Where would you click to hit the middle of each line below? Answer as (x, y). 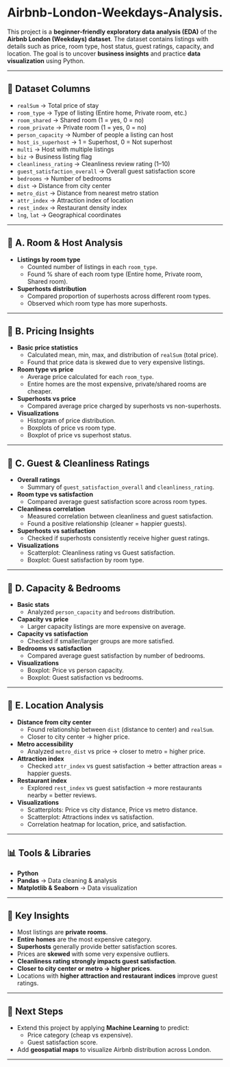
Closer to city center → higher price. (78, 737)
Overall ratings (38, 480)
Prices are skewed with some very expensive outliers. (93, 954)
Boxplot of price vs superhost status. (79, 435)
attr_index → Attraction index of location (75, 200)
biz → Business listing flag (54, 157)
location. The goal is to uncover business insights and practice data (104, 54)
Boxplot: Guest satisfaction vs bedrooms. (85, 677)
